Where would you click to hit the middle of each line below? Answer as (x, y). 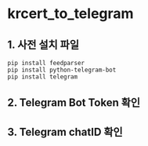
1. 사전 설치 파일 (43, 44)
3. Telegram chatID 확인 (65, 131)
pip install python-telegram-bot (62, 70)
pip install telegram (43, 77)
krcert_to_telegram (70, 14)
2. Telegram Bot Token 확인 (74, 103)
